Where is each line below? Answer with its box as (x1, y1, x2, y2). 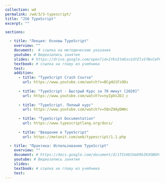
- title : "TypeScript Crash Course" (18, 75, 93, 80)
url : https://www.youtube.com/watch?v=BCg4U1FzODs (23, 79, 129, 85)
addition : (14, 71, 34, 76)
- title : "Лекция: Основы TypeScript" (9, 39, 89, 44)
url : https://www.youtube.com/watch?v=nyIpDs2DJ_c (23, 93, 129, 98)
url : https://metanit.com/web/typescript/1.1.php (23, 134, 126, 139)
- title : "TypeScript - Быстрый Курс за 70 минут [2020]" (18, 89, 139, 94)
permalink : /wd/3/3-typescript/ (5, 12, 71, 17)
